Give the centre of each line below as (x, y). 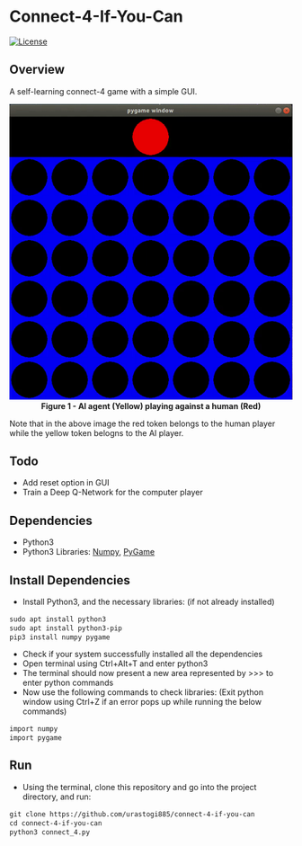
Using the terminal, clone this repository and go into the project (139, 787)
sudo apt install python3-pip (66, 628)
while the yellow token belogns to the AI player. (97, 432)
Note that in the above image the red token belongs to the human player (142, 423)
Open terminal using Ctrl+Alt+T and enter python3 (115, 663)
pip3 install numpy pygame (60, 637)
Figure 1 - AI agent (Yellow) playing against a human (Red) (151, 405)
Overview (37, 70)
